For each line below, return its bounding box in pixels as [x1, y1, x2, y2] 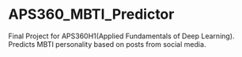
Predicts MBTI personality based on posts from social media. [8, 39, 206, 48]
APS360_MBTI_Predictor [8, 5, 175, 23]
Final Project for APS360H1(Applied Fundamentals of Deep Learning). [8, 31, 235, 41]
